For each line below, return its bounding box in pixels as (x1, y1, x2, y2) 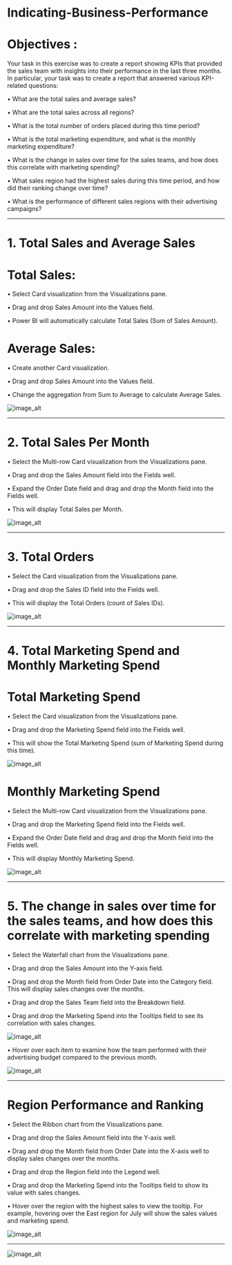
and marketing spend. (7, 1217, 70, 1225)
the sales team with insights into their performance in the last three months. (7, 67, 222, 75)
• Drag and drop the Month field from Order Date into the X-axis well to (7, 1147, 209, 1155)
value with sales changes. (7, 1188, 81, 1197)
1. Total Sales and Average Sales (7, 235, 195, 251)
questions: (28, 82, 59, 90)
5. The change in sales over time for (7, 898, 216, 914)
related (7, 82, 28, 90)
